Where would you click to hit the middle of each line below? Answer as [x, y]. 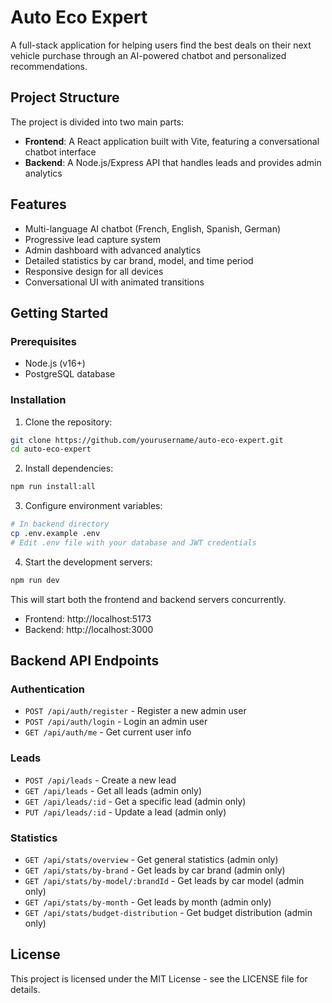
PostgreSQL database [70, 374]
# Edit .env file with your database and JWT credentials [133, 542]
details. [25, 989]
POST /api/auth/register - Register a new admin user [135, 711]
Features [38, 204]
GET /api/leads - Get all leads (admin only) [113, 790]
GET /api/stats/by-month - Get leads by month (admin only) [148, 902]
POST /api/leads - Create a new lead [100, 780]
